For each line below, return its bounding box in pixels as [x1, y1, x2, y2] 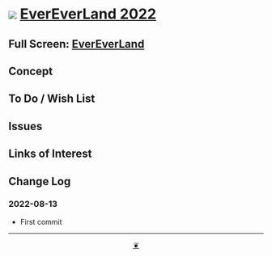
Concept [8, 64, 53, 78]
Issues [8, 119, 43, 133]
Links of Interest [8, 147, 92, 161]
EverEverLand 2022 [19, 5, 156, 23]
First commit [19, 217, 62, 226]
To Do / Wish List [8, 92, 96, 106]
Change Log [8, 175, 71, 188]
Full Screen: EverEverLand [8, 37, 145, 51]
